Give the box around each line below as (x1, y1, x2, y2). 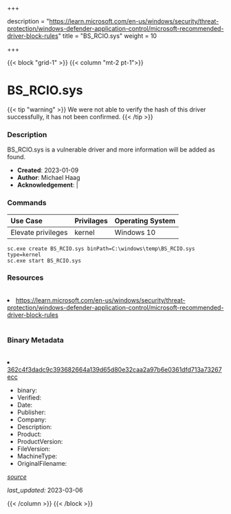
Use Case (10, 216, 43, 225)
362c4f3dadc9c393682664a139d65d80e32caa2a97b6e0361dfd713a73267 (7, 366, 222, 374)
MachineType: (16, 452, 58, 460)
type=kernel (7, 251, 41, 258)
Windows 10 (114, 227, 156, 237)
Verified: (16, 393, 42, 402)
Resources (7, 273, 44, 282)
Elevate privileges (10, 227, 68, 237)
